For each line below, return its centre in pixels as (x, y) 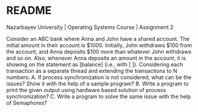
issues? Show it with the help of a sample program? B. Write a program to (97, 83)
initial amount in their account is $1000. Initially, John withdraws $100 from (99, 45)
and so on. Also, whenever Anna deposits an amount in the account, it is (96, 58)
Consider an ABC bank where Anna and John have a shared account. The (98, 39)
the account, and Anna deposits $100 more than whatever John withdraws (99, 51)
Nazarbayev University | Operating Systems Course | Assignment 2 (90, 27)
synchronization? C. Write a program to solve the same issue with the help (99, 96)
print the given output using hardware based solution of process (86, 90)
